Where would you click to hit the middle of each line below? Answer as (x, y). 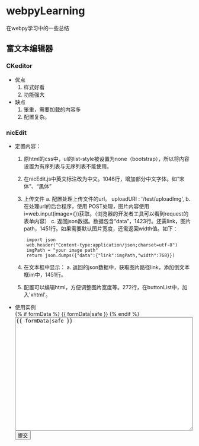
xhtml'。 (41, 295)
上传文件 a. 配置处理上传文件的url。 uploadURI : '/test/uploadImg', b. (107, 199)
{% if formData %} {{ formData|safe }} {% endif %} (77, 314)
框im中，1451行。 (45, 274)
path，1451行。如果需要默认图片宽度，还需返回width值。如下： (101, 228)
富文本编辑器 (30, 49)
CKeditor (19, 66)
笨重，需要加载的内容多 (52, 109)
